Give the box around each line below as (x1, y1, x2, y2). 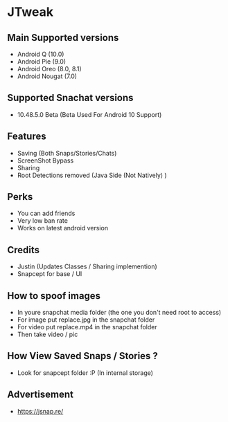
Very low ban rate (17, 217, 68, 225)
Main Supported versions (7, 32, 119, 44)
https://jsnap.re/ (17, 407, 64, 415)
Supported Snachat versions (7, 92, 134, 104)
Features (7, 131, 46, 143)
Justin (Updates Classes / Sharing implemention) (17, 262, 157, 270)
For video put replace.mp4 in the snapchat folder (17, 323, 157, 331)
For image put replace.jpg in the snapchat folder (17, 315, 155, 324)
